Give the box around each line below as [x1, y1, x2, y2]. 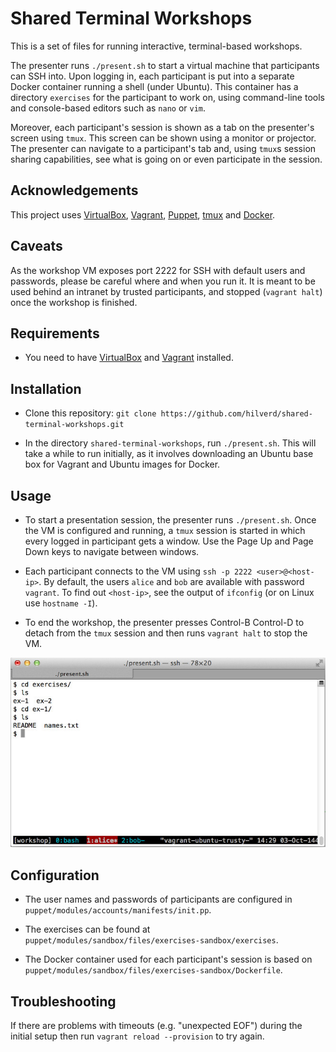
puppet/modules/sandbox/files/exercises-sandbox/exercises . [24, 934, 279, 946]
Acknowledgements [10, 182, 139, 199]
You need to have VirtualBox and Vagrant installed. [24, 352, 234, 364]
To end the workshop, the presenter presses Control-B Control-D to [24, 617, 305, 628]
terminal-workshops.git [24, 420, 125, 430]
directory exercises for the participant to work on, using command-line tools [10, 91, 325, 103]
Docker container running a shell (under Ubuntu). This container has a [10, 80, 299, 92]
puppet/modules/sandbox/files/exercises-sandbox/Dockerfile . [24, 964, 283, 976]
